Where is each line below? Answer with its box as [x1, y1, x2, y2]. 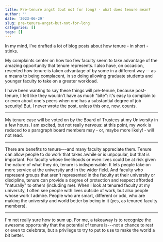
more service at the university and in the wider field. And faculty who [5, 167, 143, 173]
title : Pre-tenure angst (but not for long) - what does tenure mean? [5, 7, 151, 12]
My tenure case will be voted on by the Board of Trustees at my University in [5, 117, 158, 123]
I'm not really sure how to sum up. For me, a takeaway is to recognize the [5, 217, 151, 223]
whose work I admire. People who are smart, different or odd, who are [5, 193, 146, 198]
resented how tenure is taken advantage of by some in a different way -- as [5, 68, 156, 73]
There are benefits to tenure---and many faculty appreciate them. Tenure [5, 146, 152, 152]
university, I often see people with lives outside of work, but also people [5, 188, 149, 193]
